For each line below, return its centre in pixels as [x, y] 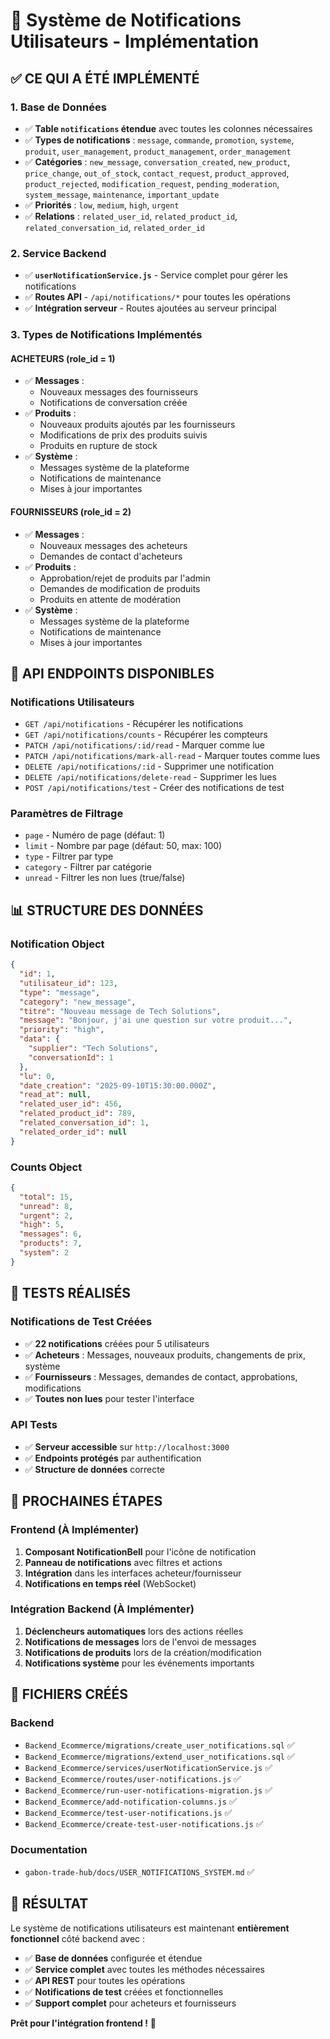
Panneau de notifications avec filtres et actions [123, 1562]
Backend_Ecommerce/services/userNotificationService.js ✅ [148, 1767]
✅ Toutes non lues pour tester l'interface [109, 1398]
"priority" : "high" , [62, 1030]
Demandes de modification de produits [120, 588]
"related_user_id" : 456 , [71, 1104]
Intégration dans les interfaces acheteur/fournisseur [133, 1573]
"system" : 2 [44, 1253]
